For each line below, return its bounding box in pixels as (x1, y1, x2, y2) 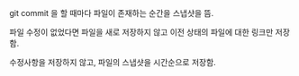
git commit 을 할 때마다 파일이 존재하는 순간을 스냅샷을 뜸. (9, 8, 214, 18)
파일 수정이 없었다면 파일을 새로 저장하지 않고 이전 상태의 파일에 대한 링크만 (9, 27, 274, 38)
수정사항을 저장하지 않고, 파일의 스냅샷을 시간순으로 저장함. (9, 57, 216, 67)
